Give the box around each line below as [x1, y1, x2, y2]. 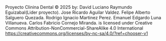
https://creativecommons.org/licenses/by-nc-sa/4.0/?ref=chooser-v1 [5, 31, 148, 36]
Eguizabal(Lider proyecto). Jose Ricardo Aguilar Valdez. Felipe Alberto [5, 9, 150, 15]
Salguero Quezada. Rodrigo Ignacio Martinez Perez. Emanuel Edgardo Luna [5, 15, 161, 20]
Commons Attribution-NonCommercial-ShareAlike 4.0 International [5, 25, 143, 31]
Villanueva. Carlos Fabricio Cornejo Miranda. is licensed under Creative [5, 20, 153, 26]
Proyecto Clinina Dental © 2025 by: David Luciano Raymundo [5, 4, 132, 10]
